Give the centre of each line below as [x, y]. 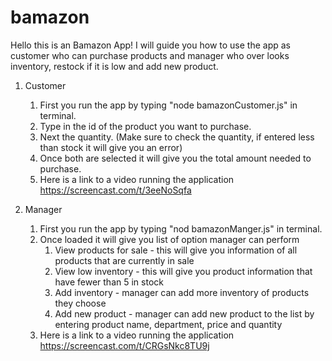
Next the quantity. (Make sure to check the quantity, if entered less [177, 137]
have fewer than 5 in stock [109, 282]
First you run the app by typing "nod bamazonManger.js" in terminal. [181, 228]
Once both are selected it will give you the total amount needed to [175, 158]
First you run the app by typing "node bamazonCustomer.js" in [168, 105]
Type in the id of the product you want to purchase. [145, 126]
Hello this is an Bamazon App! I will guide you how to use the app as [150, 45]
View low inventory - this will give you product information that [183, 271]
